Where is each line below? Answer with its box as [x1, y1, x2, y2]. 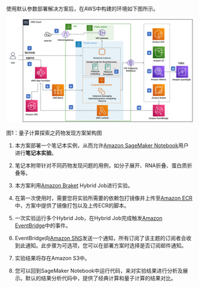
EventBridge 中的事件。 [14, 222, 71, 229]
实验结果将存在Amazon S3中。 [14, 254, 90, 262]
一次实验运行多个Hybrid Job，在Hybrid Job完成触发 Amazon [14, 215, 163, 222]
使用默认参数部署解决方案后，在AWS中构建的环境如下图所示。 [6, 5, 159, 12]
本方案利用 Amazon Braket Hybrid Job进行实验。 [14, 182, 134, 189]
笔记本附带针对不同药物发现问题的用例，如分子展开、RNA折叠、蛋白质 [14, 162, 188, 169]
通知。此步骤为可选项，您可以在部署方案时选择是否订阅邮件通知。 [25, 242, 187, 249]
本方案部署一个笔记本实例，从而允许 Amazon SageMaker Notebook [14, 142, 179, 149]
